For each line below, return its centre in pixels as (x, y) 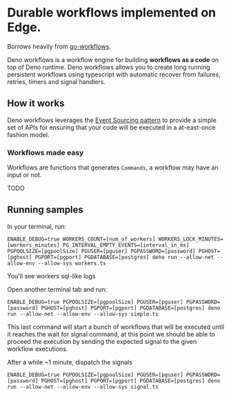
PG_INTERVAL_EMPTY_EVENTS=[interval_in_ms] (126, 245)
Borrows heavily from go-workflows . (59, 46)
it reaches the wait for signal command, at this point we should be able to (111, 334)
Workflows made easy (46, 152)
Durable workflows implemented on (112, 13)
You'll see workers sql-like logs (51, 276)
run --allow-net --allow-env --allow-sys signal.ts (83, 387)
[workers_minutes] (33, 245)
